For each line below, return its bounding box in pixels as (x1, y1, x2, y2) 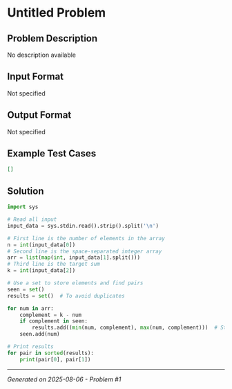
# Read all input (7, 216, 57, 223)
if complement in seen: (19, 318, 88, 325)
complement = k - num (19, 311, 81, 318)
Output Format (7, 109, 72, 121)
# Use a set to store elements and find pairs (7, 280, 144, 287)
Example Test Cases (7, 147, 97, 160)
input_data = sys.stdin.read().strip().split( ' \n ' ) (7, 222, 159, 229)
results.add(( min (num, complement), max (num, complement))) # (32, 324, 217, 332)
